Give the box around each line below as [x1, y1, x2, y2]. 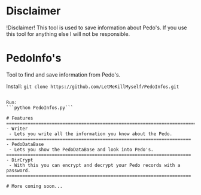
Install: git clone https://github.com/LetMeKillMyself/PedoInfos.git [6, 83, 179, 90]
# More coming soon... [6, 183, 63, 189]
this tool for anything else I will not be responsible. [6, 30, 130, 37]
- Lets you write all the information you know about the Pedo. [8, 130, 172, 137]
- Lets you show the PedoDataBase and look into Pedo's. [8, 147, 154, 153]
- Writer [6, 126, 28, 132]
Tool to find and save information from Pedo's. [6, 71, 121, 78]
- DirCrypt [6, 157, 33, 163]
